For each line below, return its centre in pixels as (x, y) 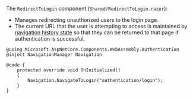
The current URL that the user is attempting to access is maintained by (101, 26)
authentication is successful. (50, 39)
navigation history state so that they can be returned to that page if (97, 32)
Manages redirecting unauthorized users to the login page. (87, 20)
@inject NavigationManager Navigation (54, 55)
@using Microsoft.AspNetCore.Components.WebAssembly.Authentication (93, 49)
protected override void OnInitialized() (69, 70)
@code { (16, 65)
